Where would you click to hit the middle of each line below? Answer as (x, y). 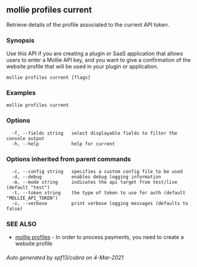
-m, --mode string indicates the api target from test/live (95, 182)
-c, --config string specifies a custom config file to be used (97, 172)
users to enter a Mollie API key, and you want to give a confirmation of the (98, 60)
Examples (21, 93)
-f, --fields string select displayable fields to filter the (95, 133)
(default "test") (28, 188)
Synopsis (20, 40)
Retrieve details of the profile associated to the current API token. (88, 24)
